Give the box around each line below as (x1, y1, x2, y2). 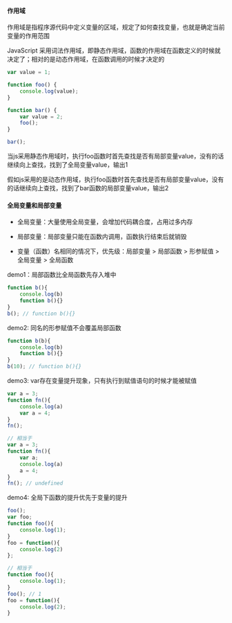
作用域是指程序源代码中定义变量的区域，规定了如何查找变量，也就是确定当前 (7, 23, 225, 31)
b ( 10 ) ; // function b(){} (7, 363, 81, 370)
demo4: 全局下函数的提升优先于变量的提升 (7, 494, 128, 502)
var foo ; (7, 514, 32, 521)
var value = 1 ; (7, 69, 51, 76)
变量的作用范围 (7, 32, 50, 40)
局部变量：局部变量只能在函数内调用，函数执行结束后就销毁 (17, 233, 187, 241)
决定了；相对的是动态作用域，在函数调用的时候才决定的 (7, 55, 164, 64)
